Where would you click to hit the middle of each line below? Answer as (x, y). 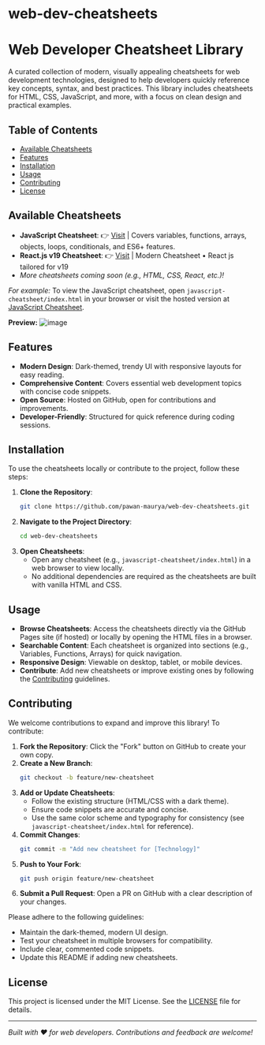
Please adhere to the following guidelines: (76, 917)
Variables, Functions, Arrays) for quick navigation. (101, 653)
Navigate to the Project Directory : (76, 522)
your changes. (43, 902)
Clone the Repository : (56, 492)
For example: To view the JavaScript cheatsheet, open (97, 290)
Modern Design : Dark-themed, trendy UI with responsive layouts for (131, 366)
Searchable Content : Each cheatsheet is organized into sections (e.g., (134, 645)
